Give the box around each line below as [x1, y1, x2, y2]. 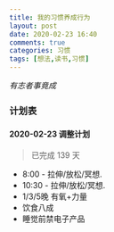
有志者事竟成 [9, 80, 56, 90]
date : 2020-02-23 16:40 [9, 29, 98, 38]
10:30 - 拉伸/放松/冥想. [21, 180, 106, 191]
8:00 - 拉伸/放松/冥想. [21, 169, 102, 179]
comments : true [9, 37, 66, 47]
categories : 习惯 [9, 46, 71, 55]
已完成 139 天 [30, 150, 80, 161]
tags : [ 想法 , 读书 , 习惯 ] [9, 54, 90, 63]
